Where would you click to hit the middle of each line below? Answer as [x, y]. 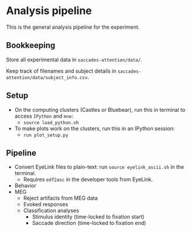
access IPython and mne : [44, 116]
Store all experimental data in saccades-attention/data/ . [74, 59]
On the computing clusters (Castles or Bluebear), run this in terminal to [100, 110]
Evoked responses [46, 204]
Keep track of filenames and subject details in [61, 71]
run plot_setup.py [46, 135]
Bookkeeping [31, 45]
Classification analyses [51, 211]
